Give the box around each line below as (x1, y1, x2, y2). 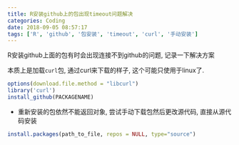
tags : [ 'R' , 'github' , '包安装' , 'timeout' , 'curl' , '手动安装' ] (7, 30, 198, 38)
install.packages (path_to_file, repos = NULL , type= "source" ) (7, 130, 196, 138)
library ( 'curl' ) (7, 87, 56, 94)
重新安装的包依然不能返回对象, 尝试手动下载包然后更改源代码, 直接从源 (17, 107, 225, 116)
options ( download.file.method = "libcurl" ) (7, 80, 139, 88)
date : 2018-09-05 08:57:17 (7, 24, 88, 31)
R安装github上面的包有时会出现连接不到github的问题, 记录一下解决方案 (7, 51, 215, 59)
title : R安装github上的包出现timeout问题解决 (7, 10, 133, 18)
